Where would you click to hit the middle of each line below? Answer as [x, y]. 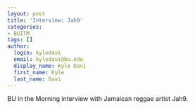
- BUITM [19, 33]
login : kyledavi [37, 53]
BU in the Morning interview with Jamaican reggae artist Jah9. [98, 99]
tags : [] [20, 40]
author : [19, 46]
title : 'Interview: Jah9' [45, 20]
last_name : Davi [37, 79]
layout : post [26, 14]
